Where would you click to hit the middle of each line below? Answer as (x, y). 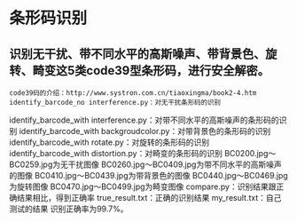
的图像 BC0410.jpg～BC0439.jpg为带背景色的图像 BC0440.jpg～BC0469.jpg (148, 175)
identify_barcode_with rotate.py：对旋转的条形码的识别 (109, 142)
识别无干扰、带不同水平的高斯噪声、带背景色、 (137, 54)
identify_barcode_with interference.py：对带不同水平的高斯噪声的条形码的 (144, 120)
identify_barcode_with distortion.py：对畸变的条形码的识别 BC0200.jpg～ (143, 153)
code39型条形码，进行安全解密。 (178, 71)
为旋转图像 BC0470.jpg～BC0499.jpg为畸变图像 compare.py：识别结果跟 (143, 186)
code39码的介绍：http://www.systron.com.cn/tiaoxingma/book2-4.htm (133, 93)
